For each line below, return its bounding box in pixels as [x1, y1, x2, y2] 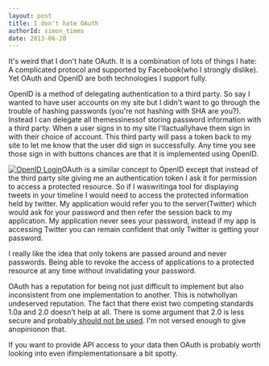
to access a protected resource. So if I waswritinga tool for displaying [8, 182, 239, 192]
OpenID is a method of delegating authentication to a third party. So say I [8, 89, 250, 99]
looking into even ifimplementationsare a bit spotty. [8, 348, 179, 359]
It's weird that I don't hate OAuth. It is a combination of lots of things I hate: [8, 56, 257, 66]
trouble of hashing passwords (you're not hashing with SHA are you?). [8, 106, 242, 116]
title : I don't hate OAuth [8, 19, 99, 27]
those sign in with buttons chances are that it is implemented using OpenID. [8, 149, 259, 159]
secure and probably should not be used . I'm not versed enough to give [8, 316, 246, 326]
